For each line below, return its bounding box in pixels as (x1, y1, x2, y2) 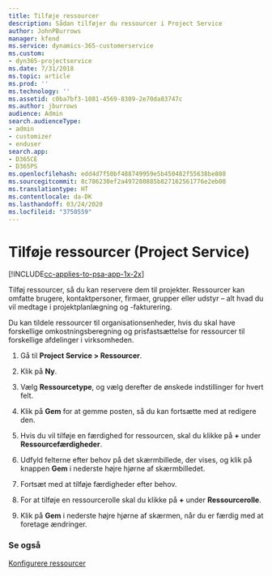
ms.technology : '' (8, 87, 70, 96)
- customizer (8, 132, 53, 140)
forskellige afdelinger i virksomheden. (8, 335, 134, 345)
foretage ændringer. (19, 519, 87, 529)
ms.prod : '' (8, 79, 49, 87)
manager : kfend (8, 34, 60, 43)
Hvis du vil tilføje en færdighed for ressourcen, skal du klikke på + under (19, 431, 261, 441)
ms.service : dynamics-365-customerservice (8, 42, 154, 50)
